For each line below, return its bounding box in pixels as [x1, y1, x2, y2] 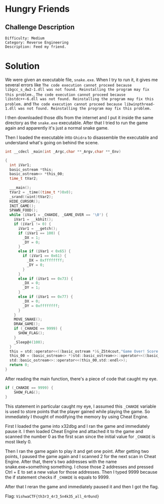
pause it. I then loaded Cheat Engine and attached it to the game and [5, 428, 143, 434]
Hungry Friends [5, 3, 70, 15]
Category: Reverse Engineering [5, 40, 69, 45]
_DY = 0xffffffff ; [22, 303, 60, 308]
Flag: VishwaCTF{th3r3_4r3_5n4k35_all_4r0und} [5, 493, 100, 499]
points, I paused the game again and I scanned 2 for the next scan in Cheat [5, 453, 156, 459]
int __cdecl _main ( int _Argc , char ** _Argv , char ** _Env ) [5, 149, 121, 154]
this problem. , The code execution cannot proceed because [5, 91, 126, 97]
